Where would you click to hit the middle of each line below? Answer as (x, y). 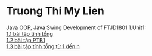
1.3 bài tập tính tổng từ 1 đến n (43, 46)
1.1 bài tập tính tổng (30, 33)
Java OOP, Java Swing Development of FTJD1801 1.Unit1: (76, 27)
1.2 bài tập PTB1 (26, 40)
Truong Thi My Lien (55, 11)
